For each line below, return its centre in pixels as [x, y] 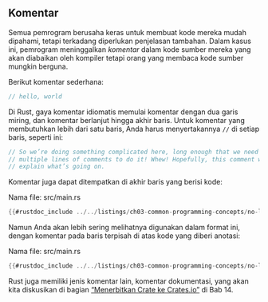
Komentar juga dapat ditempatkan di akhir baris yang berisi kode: [116, 182]
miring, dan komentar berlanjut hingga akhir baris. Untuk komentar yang [126, 120]
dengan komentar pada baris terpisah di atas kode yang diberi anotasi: [124, 236]
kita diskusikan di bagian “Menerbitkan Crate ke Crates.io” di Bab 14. [121, 290]
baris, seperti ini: [36, 137]
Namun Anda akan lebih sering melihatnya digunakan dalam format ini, [124, 228]
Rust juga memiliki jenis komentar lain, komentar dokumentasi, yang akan [128, 281]
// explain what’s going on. [57, 167]
